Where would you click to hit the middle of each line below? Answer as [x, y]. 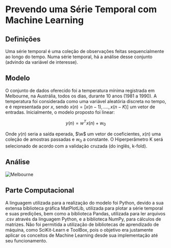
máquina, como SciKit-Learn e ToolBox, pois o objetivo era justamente [79, 230]
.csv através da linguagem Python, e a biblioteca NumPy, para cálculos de [83, 219]
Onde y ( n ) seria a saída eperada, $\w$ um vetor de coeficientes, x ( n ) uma [83, 134]
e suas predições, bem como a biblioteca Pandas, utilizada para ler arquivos [86, 213]
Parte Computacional [40, 191]
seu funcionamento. [26, 240]
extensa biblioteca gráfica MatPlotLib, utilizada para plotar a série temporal [84, 208]
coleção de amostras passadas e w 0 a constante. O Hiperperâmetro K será [84, 140]
